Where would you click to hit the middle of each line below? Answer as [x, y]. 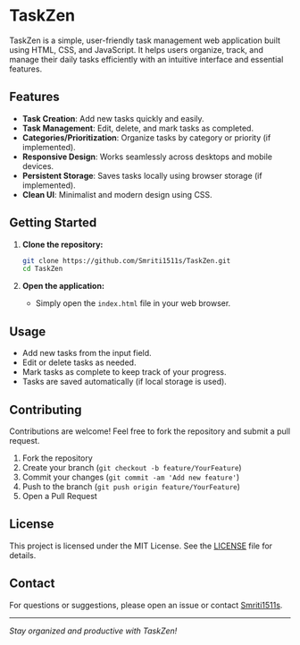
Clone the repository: [62, 244]
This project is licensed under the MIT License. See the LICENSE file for [141, 546]
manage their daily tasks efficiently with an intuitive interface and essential [146, 59]
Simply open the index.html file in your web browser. [133, 303]
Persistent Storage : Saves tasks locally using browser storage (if [142, 175]
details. [23, 555]
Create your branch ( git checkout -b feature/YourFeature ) [132, 467]
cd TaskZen [42, 269]
